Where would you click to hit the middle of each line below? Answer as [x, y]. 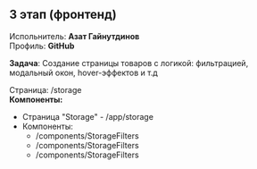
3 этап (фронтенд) [63, 15]
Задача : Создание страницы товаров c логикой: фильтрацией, [129, 63]
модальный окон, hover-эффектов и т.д [83, 72]
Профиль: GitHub [42, 46]
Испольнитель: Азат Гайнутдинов [75, 36]
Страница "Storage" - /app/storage [88, 116]
